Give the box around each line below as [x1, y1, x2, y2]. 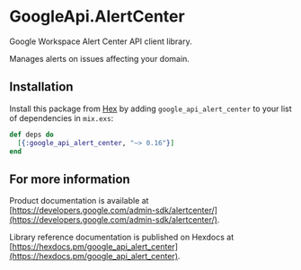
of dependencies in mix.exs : [9, 112, 114, 123]
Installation [9, 79, 74, 95]
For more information [9, 171, 130, 187]
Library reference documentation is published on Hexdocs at [9, 231, 235, 243]
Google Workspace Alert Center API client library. [9, 36, 193, 47]
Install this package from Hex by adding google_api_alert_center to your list [9, 103, 292, 114]
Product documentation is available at [9, 196, 149, 206]
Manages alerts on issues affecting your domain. [9, 53, 190, 64]
